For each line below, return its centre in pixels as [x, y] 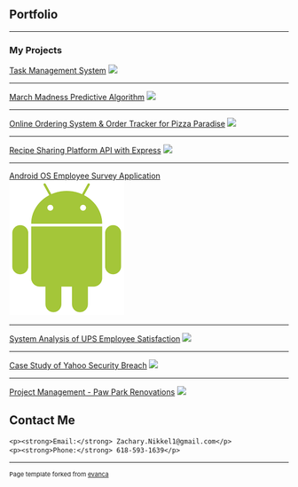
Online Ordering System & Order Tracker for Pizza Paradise [118, 124]
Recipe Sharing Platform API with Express [85, 151]
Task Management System [58, 71]
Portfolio [34, 15]
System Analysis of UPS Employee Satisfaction [95, 339]
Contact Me [42, 420]
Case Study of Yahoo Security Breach [78, 365]
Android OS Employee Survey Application [85, 176]
